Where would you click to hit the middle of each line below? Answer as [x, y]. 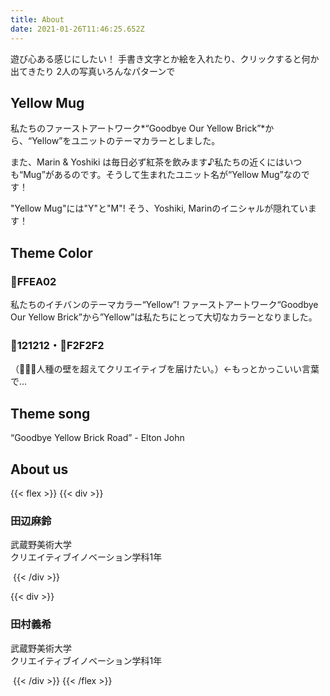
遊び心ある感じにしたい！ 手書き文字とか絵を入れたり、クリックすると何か [165, 58]
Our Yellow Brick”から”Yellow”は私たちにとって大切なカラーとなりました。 [164, 317]
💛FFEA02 [33, 281]
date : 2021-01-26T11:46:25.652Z [77, 29]
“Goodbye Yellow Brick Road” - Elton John [97, 438]
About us [39, 469]
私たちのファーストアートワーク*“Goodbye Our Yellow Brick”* [138, 128]
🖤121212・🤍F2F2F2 [57, 345]
